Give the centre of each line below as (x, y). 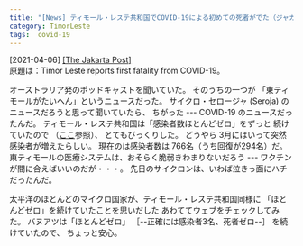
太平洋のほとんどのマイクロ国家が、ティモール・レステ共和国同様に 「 (141, 199)
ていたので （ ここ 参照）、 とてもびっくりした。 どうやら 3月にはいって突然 (148, 135)
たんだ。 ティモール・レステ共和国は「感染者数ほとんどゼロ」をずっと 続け (150, 123)
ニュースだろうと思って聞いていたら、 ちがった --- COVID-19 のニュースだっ (151, 113)
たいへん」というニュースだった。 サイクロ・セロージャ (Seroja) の (165, 101)
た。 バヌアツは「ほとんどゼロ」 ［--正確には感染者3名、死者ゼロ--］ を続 (149, 222)
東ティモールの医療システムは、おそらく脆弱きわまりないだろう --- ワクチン (151, 158)
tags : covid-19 (40, 34)
